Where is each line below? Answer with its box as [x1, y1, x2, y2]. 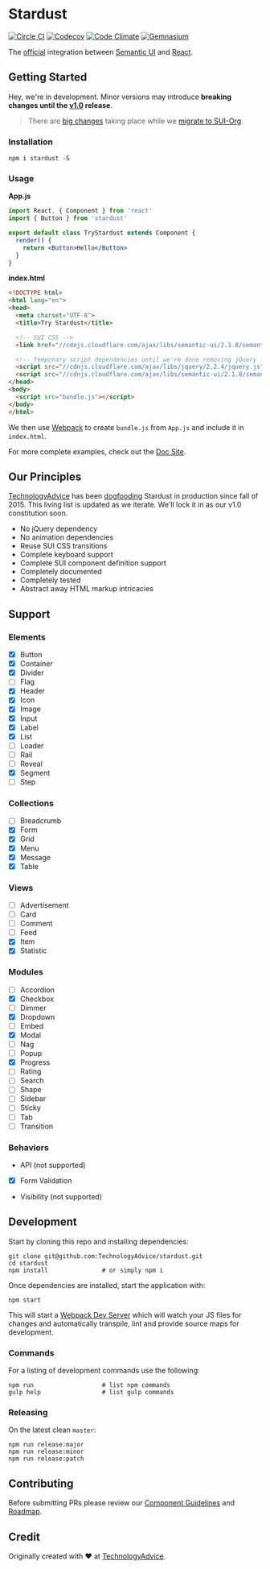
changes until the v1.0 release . [8, 100, 112, 110]
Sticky [19, 1103, 42, 1112]
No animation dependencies [19, 532, 114, 542]
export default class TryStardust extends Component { [8, 229, 196, 238]
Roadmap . [8, 1507, 43, 1517]
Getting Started [8, 70, 88, 85]
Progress [19, 1058, 51, 1067]
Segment [19, 768, 51, 777]
